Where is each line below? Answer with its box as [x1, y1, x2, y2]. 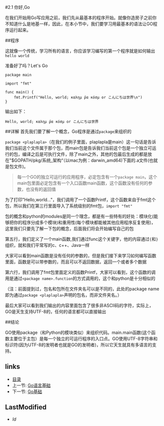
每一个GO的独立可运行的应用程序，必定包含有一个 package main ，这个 [17, 174, 158, 180]
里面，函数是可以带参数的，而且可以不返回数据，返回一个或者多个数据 [5, 259, 147, 265]
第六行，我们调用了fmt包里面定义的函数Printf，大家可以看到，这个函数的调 [5, 270, 156, 275]
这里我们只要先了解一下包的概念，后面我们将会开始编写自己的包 [5, 226, 134, 231]
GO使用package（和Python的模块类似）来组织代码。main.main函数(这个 [5, 330, 152, 335]
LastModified [5, 403, 47, 412]
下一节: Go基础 [12, 388, 43, 395]
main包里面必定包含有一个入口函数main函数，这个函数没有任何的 [17, 180, 148, 186]
